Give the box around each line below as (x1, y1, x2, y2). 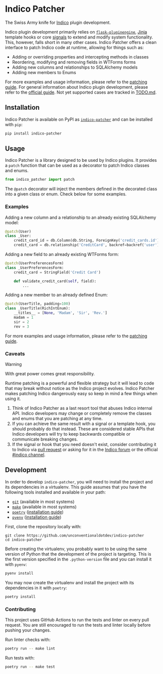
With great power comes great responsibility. (5, 371, 95, 377)
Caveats (5, 350, 25, 357)
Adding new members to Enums (12, 69, 76, 75)
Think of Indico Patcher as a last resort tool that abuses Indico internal (12, 405, 153, 411)
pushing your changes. (5, 627, 51, 633)
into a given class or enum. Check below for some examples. (5, 191, 127, 197)
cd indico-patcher (5, 537, 42, 542)
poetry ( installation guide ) (12, 509, 64, 515)
